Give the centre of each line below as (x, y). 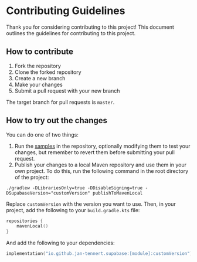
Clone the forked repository (48, 72)
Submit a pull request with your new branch (67, 91)
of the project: (32, 177)
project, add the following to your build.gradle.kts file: (73, 210)
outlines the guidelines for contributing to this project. (71, 33)
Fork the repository (38, 66)
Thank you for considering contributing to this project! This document (90, 27)
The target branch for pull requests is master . (60, 102)
